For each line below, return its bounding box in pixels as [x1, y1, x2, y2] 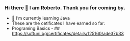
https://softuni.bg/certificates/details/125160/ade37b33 [11, 31, 124, 37]
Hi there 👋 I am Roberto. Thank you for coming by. [4, 4, 126, 11]
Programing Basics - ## [11, 26, 60, 31]
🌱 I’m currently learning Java [11, 15, 70, 21]
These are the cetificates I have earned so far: [11, 20, 105, 26]
